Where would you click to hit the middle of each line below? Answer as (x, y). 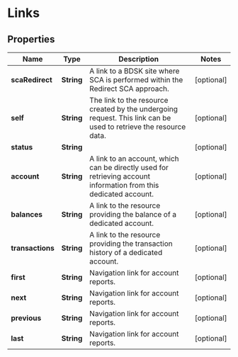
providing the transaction (131, 244)
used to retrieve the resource (138, 127)
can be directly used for (129, 168)
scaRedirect (32, 80)
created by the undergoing (134, 109)
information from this (124, 185)
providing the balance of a (133, 214)
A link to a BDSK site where (135, 71)
